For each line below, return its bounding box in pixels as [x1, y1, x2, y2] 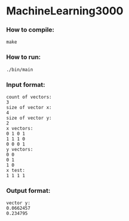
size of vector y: [6, 115, 52, 121]
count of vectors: [6, 94, 52, 100]
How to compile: [6, 26, 55, 34]
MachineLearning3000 [6, 4, 124, 18]
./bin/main [6, 66, 33, 72]
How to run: [6, 53, 41, 61]
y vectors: [6, 147, 33, 153]
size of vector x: [6, 105, 52, 111]
